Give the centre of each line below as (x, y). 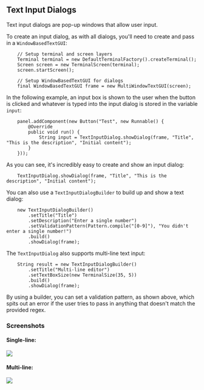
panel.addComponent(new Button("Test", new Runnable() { (91, 121)
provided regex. (26, 310)
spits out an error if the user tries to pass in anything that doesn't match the (101, 303)
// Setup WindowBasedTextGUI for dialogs (70, 81)
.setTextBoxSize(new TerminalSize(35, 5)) (83, 275)
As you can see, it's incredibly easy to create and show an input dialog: (95, 164)
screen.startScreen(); (46, 70)
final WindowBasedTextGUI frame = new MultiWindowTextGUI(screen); (104, 86)
